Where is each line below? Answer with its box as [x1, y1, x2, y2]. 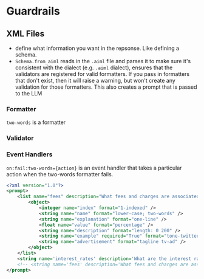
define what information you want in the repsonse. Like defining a [15, 44, 180, 52]
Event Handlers [6, 150, 53, 159]
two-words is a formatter [6, 119, 66, 126]
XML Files [6, 29, 44, 39]
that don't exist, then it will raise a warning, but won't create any [15, 77, 176, 84]
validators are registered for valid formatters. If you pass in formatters [15, 71, 190, 77]
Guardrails [6, 4, 61, 18]
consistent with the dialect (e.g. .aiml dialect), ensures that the [15, 64, 173, 71]
